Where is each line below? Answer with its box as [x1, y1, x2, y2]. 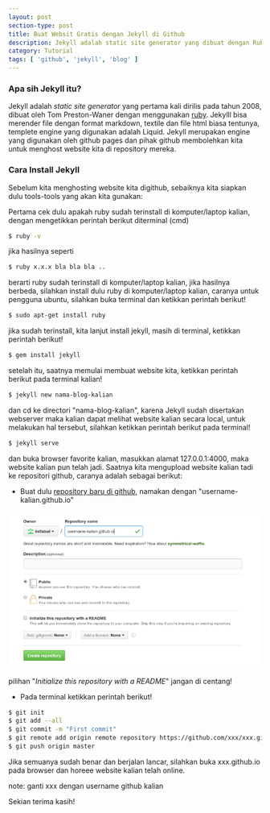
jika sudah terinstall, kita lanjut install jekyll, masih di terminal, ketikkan [8, 326, 241, 336]
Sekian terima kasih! [8, 796, 76, 806]
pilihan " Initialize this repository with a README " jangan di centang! [8, 676, 233, 686]
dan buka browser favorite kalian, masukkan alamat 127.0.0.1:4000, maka [8, 454, 249, 463]
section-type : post [8, 21, 74, 30]
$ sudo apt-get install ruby [8, 311, 106, 320]
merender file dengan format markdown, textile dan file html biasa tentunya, [8, 118, 260, 128]
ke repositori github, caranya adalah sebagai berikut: [8, 471, 183, 480]
